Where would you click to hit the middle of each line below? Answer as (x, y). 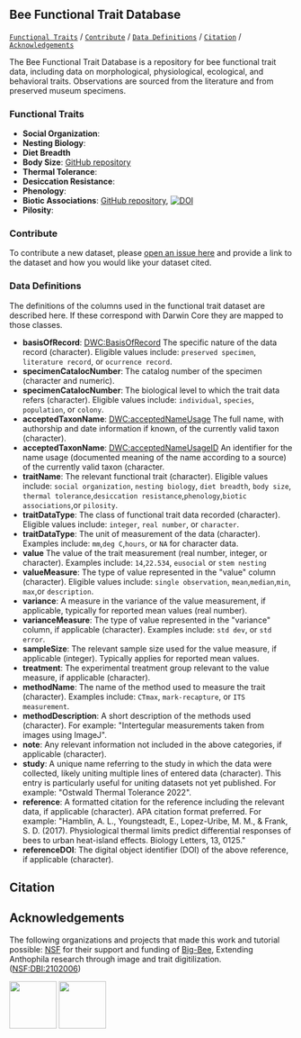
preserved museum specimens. (68, 90)
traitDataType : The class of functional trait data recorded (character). (151, 514)
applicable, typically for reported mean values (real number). (135, 610)
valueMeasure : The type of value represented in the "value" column (149, 572)
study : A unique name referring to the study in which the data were (147, 763)
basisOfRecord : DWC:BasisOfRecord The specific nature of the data (150, 342)
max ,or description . (58, 591)
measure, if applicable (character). (86, 677)
